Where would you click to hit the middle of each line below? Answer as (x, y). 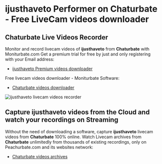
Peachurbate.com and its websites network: (49, 147)
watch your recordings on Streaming (62, 120)
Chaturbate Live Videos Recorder (57, 37)
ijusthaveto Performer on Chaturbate (81, 9)
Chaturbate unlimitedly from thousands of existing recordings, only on (76, 142)
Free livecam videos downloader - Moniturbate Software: (62, 78)
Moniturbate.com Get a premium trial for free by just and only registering (78, 54)
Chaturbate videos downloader (43, 88)
